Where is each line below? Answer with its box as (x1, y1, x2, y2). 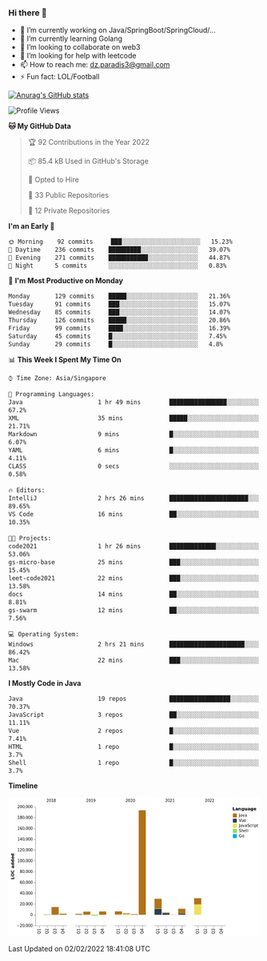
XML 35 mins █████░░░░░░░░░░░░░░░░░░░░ (8, 414, 260, 422)
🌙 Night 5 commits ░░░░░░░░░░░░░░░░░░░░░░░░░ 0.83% (8, 262, 227, 270)
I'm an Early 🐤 (8, 222, 55, 231)
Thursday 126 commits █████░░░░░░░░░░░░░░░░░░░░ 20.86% (8, 316, 230, 325)
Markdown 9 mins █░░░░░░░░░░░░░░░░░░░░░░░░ (8, 430, 260, 438)
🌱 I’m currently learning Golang (19, 34, 122, 43)
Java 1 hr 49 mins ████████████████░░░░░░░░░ (8, 398, 260, 406)
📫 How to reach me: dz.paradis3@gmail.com (19, 60, 170, 70)
